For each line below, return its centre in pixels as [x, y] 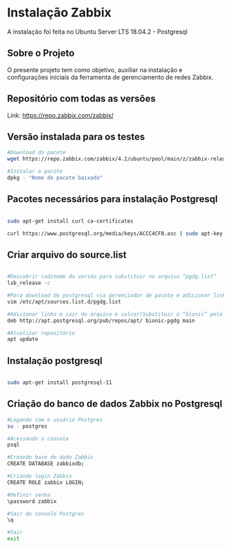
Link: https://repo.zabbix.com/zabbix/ [60, 115]
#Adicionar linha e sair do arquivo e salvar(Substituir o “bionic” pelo [115, 314]
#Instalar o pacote [35, 172]
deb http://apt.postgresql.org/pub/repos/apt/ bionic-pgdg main [101, 321]
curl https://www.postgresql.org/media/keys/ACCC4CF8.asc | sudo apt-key [115, 233]
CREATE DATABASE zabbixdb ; [46, 464]
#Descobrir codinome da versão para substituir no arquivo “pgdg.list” [112, 277]
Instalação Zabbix [59, 13]
